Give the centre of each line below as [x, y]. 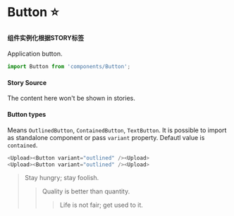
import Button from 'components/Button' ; [69, 67]
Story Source [27, 82]
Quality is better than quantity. [86, 191]
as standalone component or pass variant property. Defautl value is [106, 137]
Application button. [35, 54]
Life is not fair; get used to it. [101, 205]
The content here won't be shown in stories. [71, 99]
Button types [27, 115]
